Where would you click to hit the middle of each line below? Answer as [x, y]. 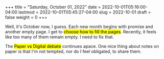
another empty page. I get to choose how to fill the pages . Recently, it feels [81, 32]
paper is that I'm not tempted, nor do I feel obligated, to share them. [73, 51]
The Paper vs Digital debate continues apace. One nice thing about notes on [82, 46]
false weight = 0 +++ [26, 17]
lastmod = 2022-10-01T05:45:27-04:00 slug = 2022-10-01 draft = [85, 12]
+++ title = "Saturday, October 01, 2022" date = [53, 7]
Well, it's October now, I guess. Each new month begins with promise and [79, 27]
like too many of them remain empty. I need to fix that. [59, 37]
